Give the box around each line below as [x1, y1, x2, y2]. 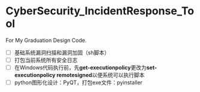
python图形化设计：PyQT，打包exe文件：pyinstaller [14, 79, 143, 86]
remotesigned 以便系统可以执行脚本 [56, 72, 145, 79]
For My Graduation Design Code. [5, 36, 87, 44]
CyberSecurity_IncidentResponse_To [5, 4, 195, 18]
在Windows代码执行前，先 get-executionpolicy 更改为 [14, 64, 147, 71]
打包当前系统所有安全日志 [14, 57, 78, 63]
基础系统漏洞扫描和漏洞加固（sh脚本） [14, 49, 110, 56]
